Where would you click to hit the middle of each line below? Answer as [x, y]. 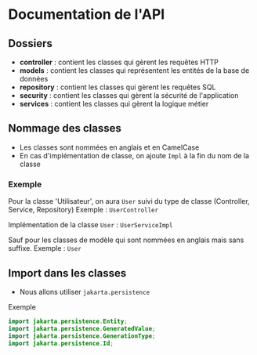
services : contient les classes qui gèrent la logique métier [114, 104]
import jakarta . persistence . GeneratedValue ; [82, 328]
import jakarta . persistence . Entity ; [68, 321]
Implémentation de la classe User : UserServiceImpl [90, 225]
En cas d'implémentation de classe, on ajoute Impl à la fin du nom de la [134, 155]
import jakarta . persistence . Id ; [61, 343]
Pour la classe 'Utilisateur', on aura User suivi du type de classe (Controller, [129, 201]
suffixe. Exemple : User [45, 248]
